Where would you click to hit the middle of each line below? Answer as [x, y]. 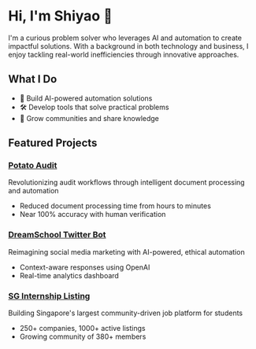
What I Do [33, 79]
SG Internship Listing [49, 296]
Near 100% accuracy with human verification [93, 215]
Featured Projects [53, 143]
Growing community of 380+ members [83, 336]
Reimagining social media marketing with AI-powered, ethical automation [127, 252]
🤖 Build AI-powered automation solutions [86, 98]
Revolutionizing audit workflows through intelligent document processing [127, 182]
